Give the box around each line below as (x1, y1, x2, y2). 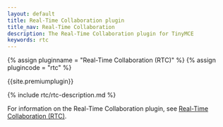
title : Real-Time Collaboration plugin (7, 17, 125, 24)
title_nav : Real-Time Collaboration (7, 23, 115, 30)
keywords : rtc (7, 37, 49, 44)
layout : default (7, 10, 55, 18)
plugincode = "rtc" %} (7, 64, 72, 72)
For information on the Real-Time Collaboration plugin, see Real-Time (7, 104, 209, 113)
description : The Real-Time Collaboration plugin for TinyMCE (7, 30, 194, 37)
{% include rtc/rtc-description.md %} (7, 91, 116, 99)
